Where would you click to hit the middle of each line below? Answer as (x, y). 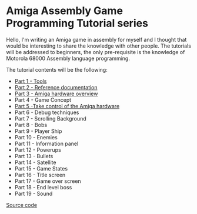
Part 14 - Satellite (35, 162)
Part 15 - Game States (41, 168)
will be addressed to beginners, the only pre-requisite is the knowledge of (96, 52)
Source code (21, 205)
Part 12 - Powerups (38, 150)
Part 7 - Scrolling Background (50, 118)
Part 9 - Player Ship (38, 131)
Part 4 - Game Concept (43, 100)
